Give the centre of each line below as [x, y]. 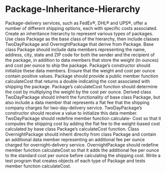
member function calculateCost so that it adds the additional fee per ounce [82, 150]
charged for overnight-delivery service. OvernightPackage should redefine [82, 145]
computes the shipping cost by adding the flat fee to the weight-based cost [83, 124]
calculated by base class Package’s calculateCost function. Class [72, 129]
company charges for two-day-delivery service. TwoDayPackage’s [74, 108]
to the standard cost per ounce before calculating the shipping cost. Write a [83, 155]
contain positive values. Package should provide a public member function [82, 76]
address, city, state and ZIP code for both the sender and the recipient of [80, 55]
